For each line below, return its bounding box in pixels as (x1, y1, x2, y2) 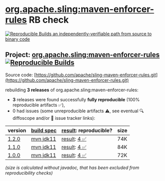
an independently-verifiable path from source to (52, 31, 152, 37)
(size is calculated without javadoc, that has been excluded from (5, 164, 139, 170)
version (8, 127, 27, 134)
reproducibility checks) (5, 169, 53, 176)
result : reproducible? (61, 127, 113, 134)
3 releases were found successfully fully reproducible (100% (12, 96, 140, 102)
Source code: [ (5, 72, 36, 78)
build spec (31, 127, 57, 134)
